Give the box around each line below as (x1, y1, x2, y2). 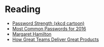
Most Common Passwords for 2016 (12, 25, 86, 31)
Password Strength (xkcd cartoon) (12, 20, 85, 26)
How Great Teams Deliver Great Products (12, 36, 99, 42)
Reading (5, 4, 41, 15)
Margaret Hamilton (12, 31, 52, 37)
